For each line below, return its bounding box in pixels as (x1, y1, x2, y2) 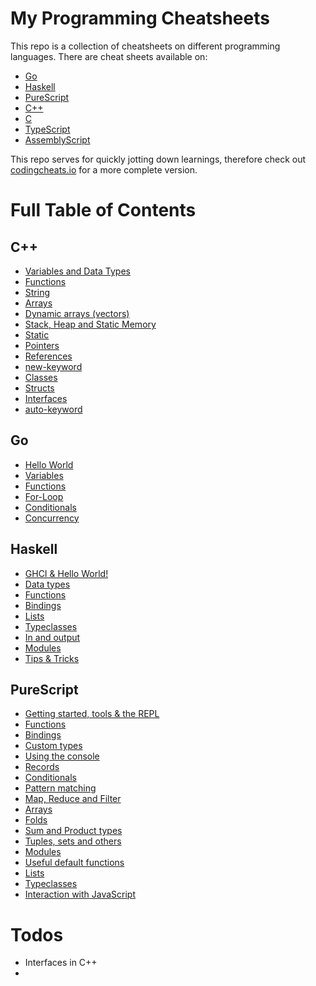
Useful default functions (24, 857, 125, 869)
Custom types (24, 740, 83, 752)
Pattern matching (24, 782, 97, 794)
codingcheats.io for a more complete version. (10, 163, 198, 176)
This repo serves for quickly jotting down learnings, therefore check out (10, 153, 307, 165)
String (24, 286, 51, 298)
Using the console (24, 750, 100, 762)
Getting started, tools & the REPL (24, 708, 160, 720)
